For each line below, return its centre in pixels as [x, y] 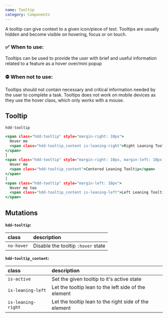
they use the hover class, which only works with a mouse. [64, 100]
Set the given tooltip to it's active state [96, 279]
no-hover [18, 246]
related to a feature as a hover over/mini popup [53, 63]
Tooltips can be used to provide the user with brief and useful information [81, 58]
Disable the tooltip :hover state [69, 246]
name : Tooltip [20, 10]
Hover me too [23, 188]
